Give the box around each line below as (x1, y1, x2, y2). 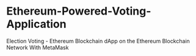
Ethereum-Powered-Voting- (6, 4, 151, 18)
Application (6, 17, 67, 31)
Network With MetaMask (6, 44, 69, 51)
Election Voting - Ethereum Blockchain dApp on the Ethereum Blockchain (6, 37, 191, 44)
